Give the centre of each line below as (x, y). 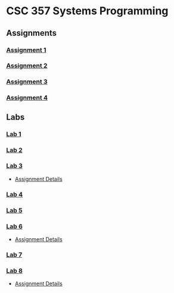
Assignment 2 (27, 66)
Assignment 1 (26, 50)
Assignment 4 (27, 98)
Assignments (32, 33)
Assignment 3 (27, 82)
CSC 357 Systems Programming (87, 11)
